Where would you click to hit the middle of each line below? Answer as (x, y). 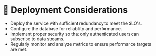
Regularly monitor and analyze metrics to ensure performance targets (81, 44)
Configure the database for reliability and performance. (66, 28)
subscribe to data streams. (37, 39)
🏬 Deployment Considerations (65, 10)
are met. (19, 49)
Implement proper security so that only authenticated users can (75, 34)
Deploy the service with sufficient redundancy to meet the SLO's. (76, 23)
